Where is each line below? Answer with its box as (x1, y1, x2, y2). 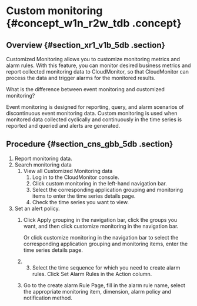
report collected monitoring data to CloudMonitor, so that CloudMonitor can (6, 68, 189, 75)
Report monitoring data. (14, 155, 72, 162)
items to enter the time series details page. (32, 192, 136, 199)
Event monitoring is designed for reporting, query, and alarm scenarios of (6, 104, 184, 110)
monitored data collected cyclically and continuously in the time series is (6, 116, 182, 123)
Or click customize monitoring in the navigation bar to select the (23, 234, 179, 241)
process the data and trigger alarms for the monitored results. (6, 75, 156, 81)
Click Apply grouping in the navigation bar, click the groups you (23, 216, 178, 223)
